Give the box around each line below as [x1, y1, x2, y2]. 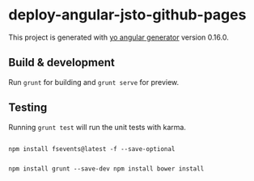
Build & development [8, 56, 115, 69]
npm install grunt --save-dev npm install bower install [8, 165, 205, 173]
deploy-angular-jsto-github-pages [8, 6, 247, 24]
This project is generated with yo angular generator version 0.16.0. [8, 32, 229, 42]
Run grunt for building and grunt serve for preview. [8, 77, 180, 86]
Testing [8, 101, 48, 115]
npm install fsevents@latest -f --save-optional [8, 145, 176, 153]
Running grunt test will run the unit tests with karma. [8, 122, 186, 132]
